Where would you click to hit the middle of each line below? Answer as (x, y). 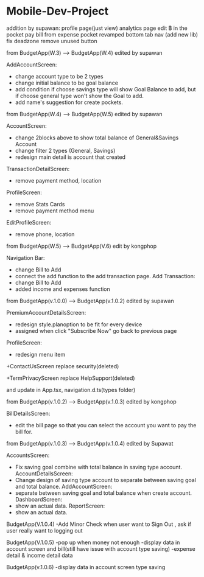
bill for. (24, 432)
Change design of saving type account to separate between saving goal (106, 480)
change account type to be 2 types (59, 76)
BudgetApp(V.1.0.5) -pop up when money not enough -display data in (93, 542)
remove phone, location (45, 234)
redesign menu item (40, 354)
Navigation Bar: (26, 257)
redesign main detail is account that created (70, 157)
